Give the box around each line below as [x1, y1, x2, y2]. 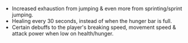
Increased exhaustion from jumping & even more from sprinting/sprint [11, 5, 183, 12]
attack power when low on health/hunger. [11, 30, 114, 37]
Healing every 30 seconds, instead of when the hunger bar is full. [11, 18, 172, 24]
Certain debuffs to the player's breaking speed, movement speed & [11, 24, 176, 31]
